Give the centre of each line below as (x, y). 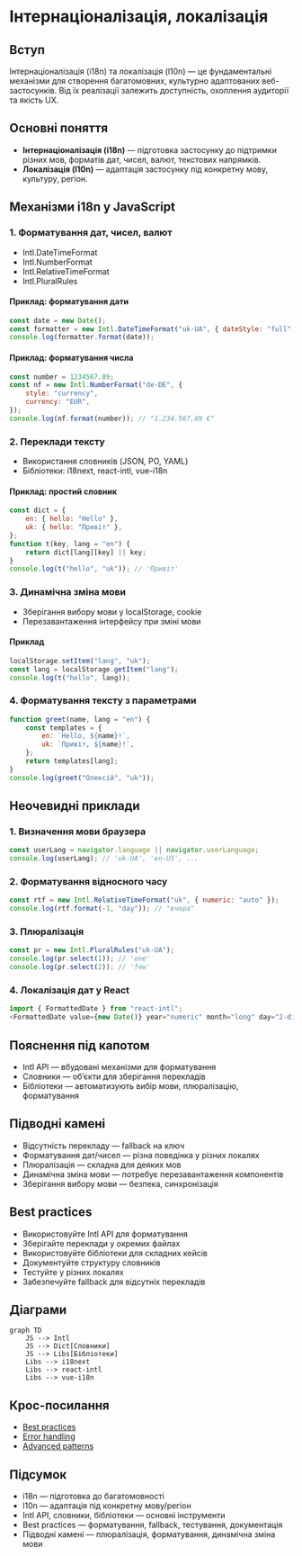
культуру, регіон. (55, 178)
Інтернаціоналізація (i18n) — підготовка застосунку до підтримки (149, 149)
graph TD (26, 1331)
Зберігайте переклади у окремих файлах (101, 1243)
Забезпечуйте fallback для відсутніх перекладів (114, 1282)
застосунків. (33, 90)
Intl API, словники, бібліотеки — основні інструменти (124, 1516)
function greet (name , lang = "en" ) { (80, 719)
